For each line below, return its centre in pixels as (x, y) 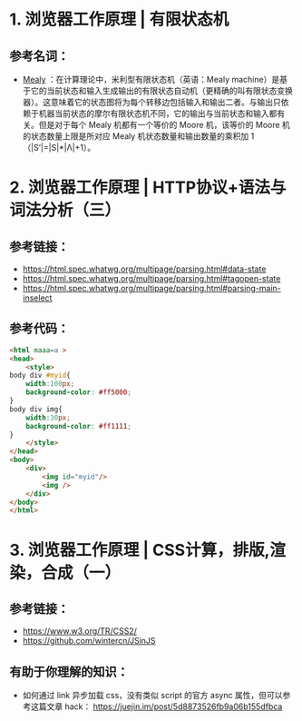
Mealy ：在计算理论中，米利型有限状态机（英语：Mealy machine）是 (151, 79)
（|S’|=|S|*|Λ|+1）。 (59, 148)
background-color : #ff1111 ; (78, 426)
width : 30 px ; (48, 418)
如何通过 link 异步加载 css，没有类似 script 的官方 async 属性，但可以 (152, 696)
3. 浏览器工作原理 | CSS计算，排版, (140, 550)
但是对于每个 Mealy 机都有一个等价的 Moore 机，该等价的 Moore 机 (164, 125)
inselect (37, 298)
